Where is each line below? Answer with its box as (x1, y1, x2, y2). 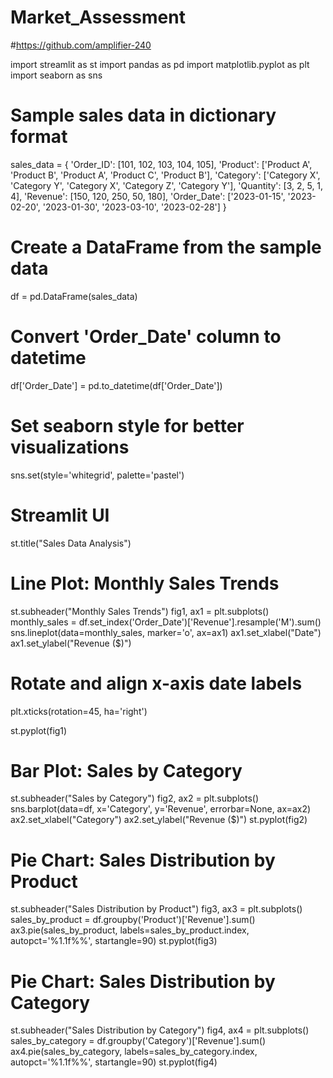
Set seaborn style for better (10, 414, 245, 437)
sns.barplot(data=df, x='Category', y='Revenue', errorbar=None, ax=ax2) (10, 803, 312, 815)
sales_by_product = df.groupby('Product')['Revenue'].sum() (10, 914, 256, 926)
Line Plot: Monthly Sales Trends (10, 572, 280, 595)
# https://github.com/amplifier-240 (10, 39, 152, 51)
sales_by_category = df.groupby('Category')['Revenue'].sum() (10, 1035, 266, 1047)
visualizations (10, 436, 130, 458)
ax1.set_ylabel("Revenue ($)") (10, 637, 132, 649)
